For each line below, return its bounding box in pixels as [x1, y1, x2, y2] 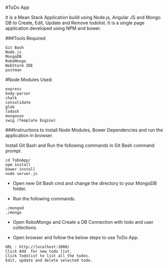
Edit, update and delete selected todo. [5, 258, 93, 263]
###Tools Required [5, 35, 46, 41]
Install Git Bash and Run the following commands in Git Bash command [5, 142, 155, 148]
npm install [5, 162, 31, 167]
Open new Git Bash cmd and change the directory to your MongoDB [12, 180, 157, 186]
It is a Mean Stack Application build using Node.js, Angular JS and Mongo [5, 14, 161, 20]
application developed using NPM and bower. [5, 25, 101, 31]
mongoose [5, 113, 24, 119]
